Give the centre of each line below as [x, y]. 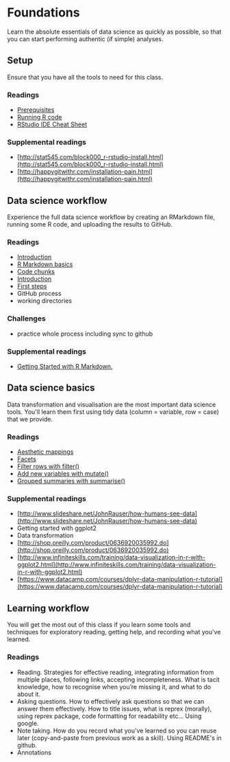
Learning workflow [48, 608]
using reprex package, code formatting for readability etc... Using [109, 716]
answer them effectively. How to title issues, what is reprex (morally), [114, 708]
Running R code [39, 117]
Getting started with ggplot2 [57, 528]
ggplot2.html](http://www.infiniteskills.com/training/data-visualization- [116, 565]
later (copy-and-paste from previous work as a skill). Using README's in [119, 738]
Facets [26, 459]
